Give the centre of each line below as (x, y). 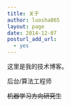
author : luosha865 (33, 20)
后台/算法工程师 (30, 81)
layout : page (26, 26)
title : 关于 (23, 14)
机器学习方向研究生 (34, 96)
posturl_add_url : (32, 39)
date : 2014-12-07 (32, 33)
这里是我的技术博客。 (37, 66)
